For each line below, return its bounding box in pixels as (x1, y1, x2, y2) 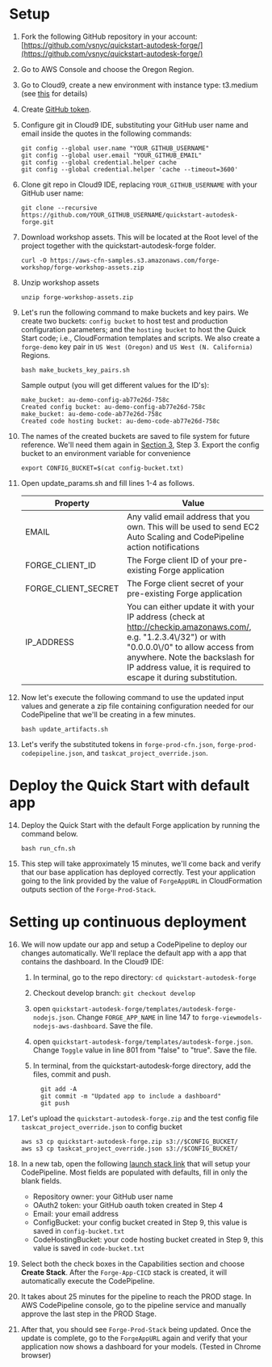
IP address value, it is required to (127, 661, 251, 673)
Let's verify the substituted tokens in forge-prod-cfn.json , (20, 739, 216, 749)
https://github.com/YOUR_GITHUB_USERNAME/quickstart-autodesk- (20, 211, 239, 219)
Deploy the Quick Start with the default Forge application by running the (20, 820, 261, 829)
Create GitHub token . (20, 104, 92, 114)
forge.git (20, 217, 55, 226)
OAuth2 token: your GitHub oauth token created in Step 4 (32, 1200, 224, 1209)
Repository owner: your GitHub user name (32, 1192, 174, 1201)
